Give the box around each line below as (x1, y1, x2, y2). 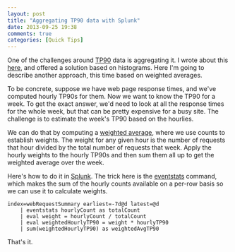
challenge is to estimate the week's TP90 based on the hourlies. (7, 114, 194, 124)
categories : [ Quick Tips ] (7, 37, 83, 44)
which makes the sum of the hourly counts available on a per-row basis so (7, 179, 224, 188)
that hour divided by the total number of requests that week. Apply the (7, 143, 212, 152)
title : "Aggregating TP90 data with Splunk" (7, 17, 140, 24)
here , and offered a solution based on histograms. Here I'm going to (7, 64, 205, 72)
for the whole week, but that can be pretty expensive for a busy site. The (7, 107, 219, 116)
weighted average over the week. (7, 158, 104, 167)
